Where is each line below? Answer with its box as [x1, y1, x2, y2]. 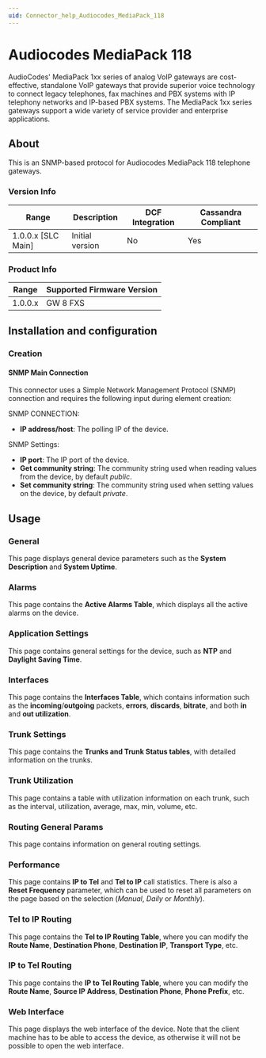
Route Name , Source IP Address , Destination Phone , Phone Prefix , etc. [8, 986, 245, 995]
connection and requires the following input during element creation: [8, 394, 232, 403]
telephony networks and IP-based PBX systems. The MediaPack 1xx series [8, 97, 253, 107]
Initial [71, 230, 92, 241]
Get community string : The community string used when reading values [19, 464, 257, 473]
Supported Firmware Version [46, 284, 158, 295]
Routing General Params [8, 821, 104, 832]
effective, [8, 80, 40, 90]
